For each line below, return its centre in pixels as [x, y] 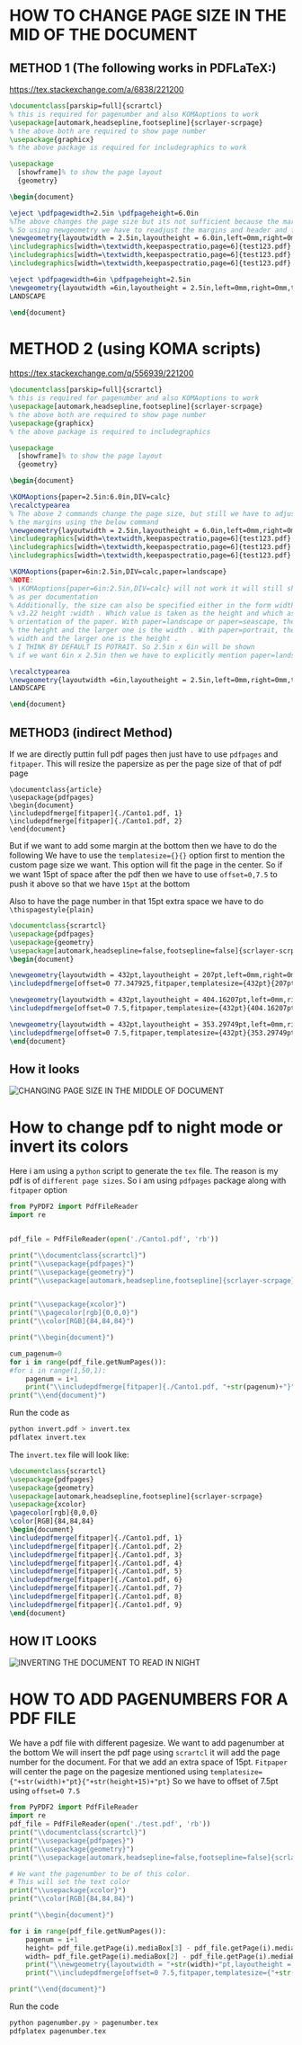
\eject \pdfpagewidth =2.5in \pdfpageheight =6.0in [104, 213]
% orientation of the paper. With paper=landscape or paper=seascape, [144, 622]
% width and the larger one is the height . [94, 639]
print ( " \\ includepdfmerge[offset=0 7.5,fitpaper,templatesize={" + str [159, 1973]
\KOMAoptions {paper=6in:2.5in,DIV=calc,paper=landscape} [118, 572]
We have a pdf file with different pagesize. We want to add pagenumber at [147, 1743]
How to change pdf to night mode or [146, 1127]
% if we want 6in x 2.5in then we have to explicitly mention [128, 655]
